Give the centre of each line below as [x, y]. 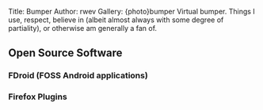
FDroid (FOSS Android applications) [78, 76]
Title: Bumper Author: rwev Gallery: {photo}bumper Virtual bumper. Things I [131, 11]
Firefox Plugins [38, 97]
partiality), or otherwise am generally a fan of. [82, 28]
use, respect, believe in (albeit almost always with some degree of [116, 20]
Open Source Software [65, 53]
